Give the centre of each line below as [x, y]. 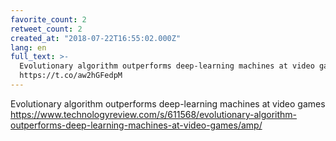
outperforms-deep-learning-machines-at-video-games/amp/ [136, 125]
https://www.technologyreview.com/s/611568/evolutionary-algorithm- [154, 114]
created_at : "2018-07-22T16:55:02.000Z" [96, 38]
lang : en [28, 47]
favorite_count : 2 [48, 19]
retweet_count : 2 [46, 29]
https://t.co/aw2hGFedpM [71, 76]
